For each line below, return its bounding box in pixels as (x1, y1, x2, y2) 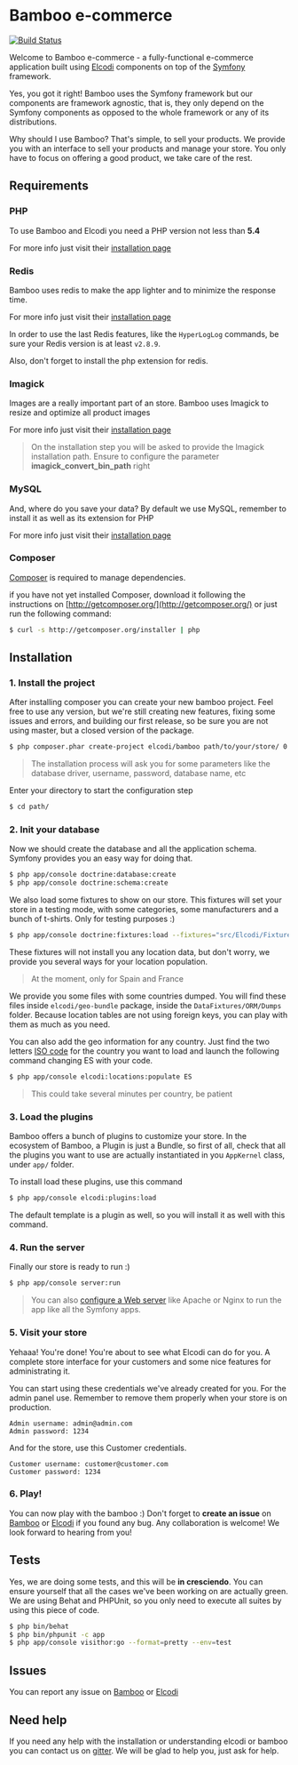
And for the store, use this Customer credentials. (9, 1442, 187, 1453)
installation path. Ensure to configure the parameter (30, 451, 220, 462)
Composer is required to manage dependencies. (9, 572, 186, 582)
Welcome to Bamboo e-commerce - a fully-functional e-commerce (9, 52, 255, 62)
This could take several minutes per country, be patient (30, 1088, 233, 1099)
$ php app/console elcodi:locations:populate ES (9, 1072, 192, 1081)
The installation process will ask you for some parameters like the (30, 758, 271, 769)
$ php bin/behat (9, 1622, 69, 1631)
